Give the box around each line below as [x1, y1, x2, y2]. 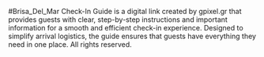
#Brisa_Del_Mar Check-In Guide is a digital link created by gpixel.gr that [8, 7, 243, 16]
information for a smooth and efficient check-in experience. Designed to [8, 23, 243, 32]
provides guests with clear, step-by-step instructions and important [8, 15, 228, 24]
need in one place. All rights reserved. [8, 40, 132, 49]
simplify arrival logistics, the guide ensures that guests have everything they [8, 31, 257, 41]
